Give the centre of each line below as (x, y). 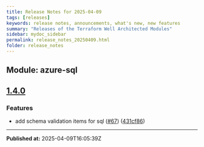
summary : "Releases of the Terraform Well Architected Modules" (89, 29)
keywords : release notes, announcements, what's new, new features (93, 23)
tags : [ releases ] (28, 18)
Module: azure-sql (42, 70)
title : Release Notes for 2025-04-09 (54, 12)
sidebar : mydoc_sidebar (36, 34)
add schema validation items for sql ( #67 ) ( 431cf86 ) (80, 121)
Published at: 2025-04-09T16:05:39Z (54, 138)
